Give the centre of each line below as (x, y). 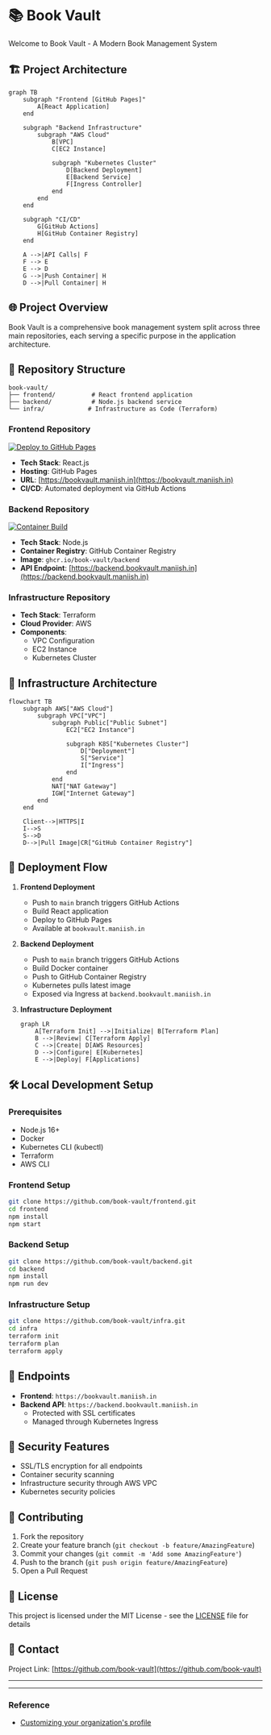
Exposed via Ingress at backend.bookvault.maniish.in (121, 993)
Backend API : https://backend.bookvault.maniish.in (109, 1404)
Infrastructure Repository (59, 597)
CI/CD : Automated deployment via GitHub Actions (103, 488)
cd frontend (28, 1209)
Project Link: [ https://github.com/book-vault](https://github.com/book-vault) (135, 1669)
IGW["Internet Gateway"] (93, 794)
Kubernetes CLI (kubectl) (62, 1146)
